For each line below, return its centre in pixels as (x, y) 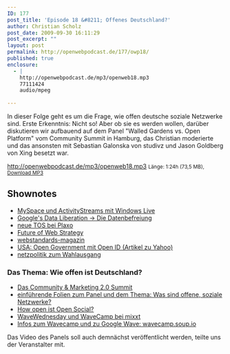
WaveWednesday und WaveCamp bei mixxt (79, 317)
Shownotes (32, 194)
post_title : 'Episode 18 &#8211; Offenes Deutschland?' (89, 20)
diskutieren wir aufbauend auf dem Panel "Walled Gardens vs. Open (104, 131)
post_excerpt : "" (32, 39)
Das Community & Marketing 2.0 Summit (75, 287)
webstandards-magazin (51, 240)
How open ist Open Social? (55, 309)
